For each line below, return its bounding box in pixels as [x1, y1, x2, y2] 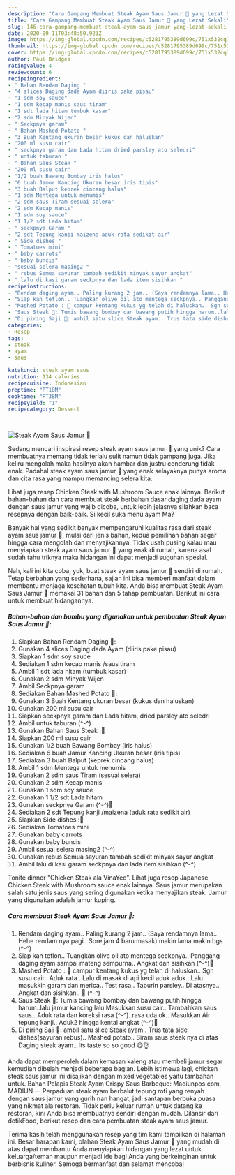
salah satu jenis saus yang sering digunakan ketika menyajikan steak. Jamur [8, 888, 227, 897]
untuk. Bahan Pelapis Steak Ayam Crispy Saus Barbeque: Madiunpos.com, [8, 1079, 222, 1088]
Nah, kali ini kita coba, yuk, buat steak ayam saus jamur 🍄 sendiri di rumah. [8, 567, 222, 575]
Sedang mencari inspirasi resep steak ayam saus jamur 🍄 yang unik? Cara [8, 445, 220, 453]
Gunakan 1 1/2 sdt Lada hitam [17, 793, 103, 801]
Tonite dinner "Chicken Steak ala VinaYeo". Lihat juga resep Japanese [8, 873, 209, 882]
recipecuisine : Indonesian [8, 380, 86, 387]
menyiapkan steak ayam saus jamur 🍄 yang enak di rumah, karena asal [8, 546, 211, 554]
